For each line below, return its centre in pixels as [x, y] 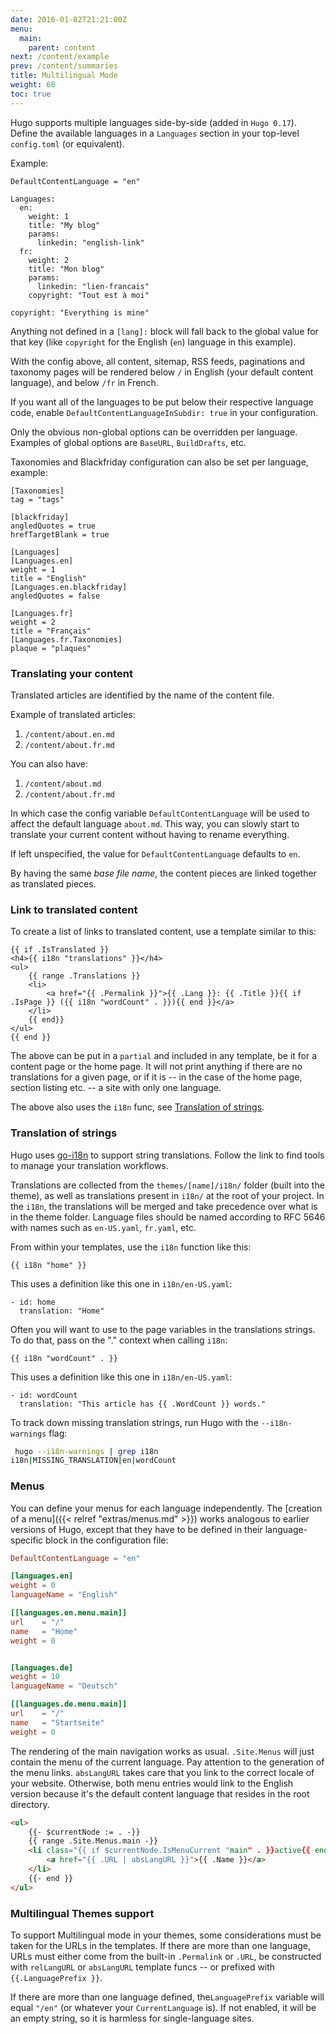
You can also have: [49, 763]
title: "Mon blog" [66, 269]
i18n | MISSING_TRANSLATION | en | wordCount [93, 1461]
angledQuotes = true [53, 526]
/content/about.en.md [69, 734]
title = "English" [48, 578]
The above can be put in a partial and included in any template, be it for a [164, 1056]
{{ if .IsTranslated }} [60, 950]
